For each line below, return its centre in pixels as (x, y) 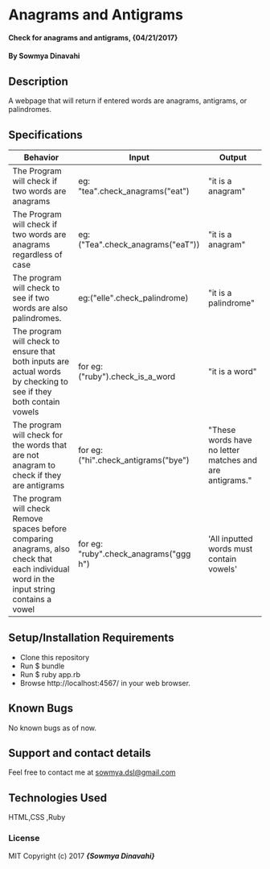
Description (38, 81)
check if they (37, 475)
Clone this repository (55, 657)
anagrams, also (41, 549)
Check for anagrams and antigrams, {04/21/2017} (93, 37)
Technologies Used (57, 798)
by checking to (40, 382)
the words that (39, 445)
